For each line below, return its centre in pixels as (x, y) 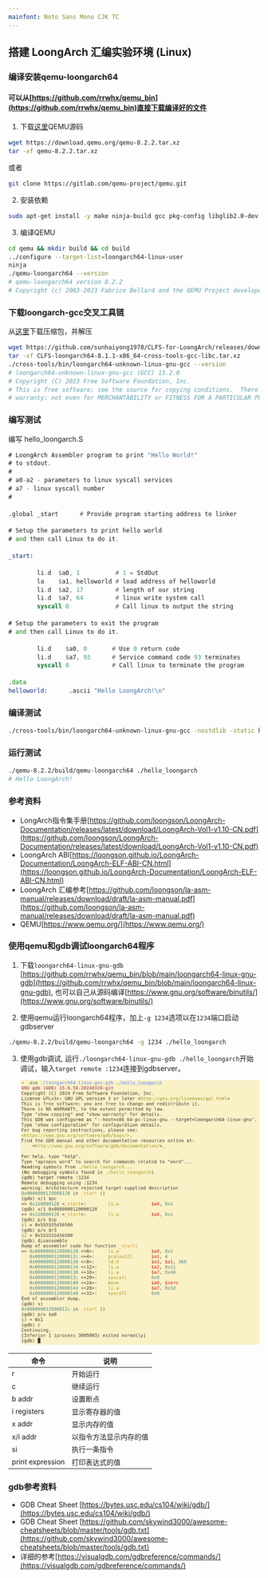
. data (17, 683)
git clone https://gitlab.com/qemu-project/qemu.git (98, 184)
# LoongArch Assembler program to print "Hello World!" (103, 455)
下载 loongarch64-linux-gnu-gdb (71, 965)
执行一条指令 (93, 1449)
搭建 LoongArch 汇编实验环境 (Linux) (100, 52)
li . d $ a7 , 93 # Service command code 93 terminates (139, 657)
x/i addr (24, 1437)
